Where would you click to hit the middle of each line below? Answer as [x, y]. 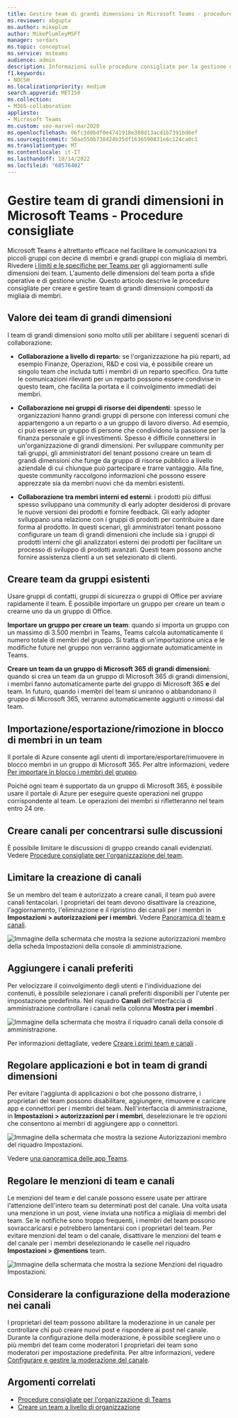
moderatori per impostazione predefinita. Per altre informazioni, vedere [111, 1352]
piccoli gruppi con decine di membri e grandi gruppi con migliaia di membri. [118, 258]
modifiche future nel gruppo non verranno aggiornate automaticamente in [115, 648]
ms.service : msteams [38, 54]
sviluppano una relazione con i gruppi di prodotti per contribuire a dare [121, 519]
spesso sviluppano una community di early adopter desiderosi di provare [124, 504]
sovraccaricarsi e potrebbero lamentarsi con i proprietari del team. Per [110, 1228]
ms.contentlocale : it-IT [44, 152]
